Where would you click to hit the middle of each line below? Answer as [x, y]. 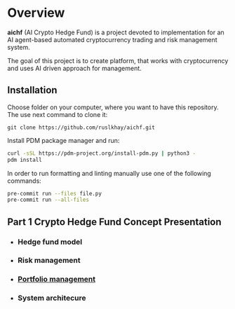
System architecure [52, 298]
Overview [36, 13]
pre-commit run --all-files [48, 200]
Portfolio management [56, 280]
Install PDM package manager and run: [63, 140]
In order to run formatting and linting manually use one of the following [109, 173]
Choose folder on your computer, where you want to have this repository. [113, 107]
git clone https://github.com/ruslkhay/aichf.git [81, 128]
